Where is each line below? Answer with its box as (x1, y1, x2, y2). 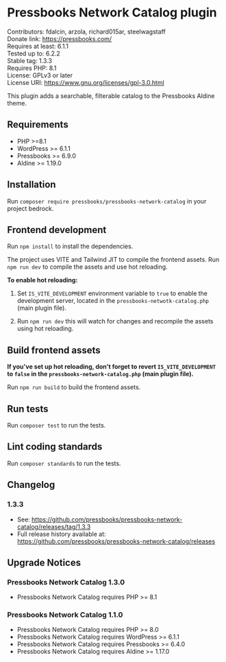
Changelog (7, 479, 55, 491)
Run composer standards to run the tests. (7, 459, 121, 467)
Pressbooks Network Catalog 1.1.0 (7, 610, 123, 620)
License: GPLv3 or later (7, 71, 73, 79)
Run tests (7, 403, 49, 415)
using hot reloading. (16, 324, 74, 333)
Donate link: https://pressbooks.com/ (7, 34, 112, 42)
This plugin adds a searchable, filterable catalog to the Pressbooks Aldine (7, 91, 215, 100)
